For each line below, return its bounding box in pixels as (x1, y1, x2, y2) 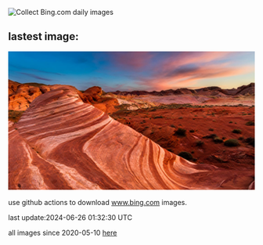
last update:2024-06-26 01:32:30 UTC (8, 213, 133, 222)
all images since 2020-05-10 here (8, 228, 117, 238)
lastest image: (8, 30, 79, 43)
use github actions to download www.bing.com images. (8, 198, 188, 207)
